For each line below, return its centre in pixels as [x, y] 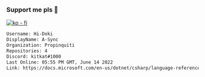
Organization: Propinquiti [41, 45]
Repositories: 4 [27, 51]
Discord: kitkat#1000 [34, 56]
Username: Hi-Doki [30, 34]
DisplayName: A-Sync [33, 40]
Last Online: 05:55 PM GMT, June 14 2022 [60, 62]
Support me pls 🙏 [32, 10]
